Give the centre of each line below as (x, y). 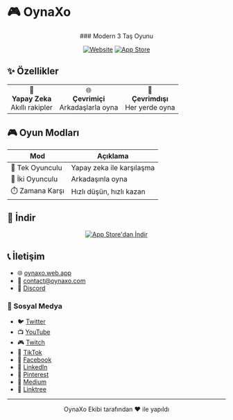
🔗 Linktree (32, 389)
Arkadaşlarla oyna (89, 107)
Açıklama (113, 156)
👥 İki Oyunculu (34, 178)
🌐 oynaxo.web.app (44, 273)
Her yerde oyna (150, 107)
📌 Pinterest (33, 375)
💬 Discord (31, 288)
